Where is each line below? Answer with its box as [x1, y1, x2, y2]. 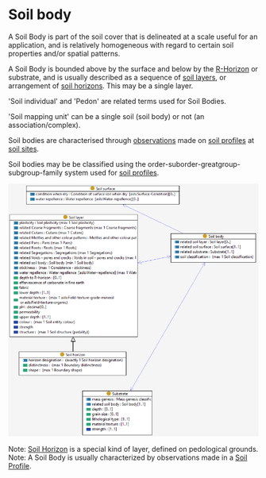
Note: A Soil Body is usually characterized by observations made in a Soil [8, 453, 248, 462]
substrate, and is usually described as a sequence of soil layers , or [8, 72, 226, 82]
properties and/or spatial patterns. [8, 48, 121, 58]
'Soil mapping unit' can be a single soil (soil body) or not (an [8, 111, 205, 121]
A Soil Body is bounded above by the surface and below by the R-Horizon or [8, 64, 258, 73]
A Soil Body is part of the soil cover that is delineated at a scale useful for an [8, 32, 258, 41]
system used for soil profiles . [64, 168, 160, 177]
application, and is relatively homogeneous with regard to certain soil [8, 40, 234, 49]
